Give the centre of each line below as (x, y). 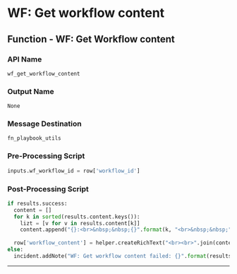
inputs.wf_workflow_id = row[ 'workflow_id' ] (74, 171)
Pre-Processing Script (46, 156)
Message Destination (45, 124)
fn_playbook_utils (34, 138)
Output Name (31, 91)
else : (15, 250)
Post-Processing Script (48, 189)
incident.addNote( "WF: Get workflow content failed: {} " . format (110, 256)
